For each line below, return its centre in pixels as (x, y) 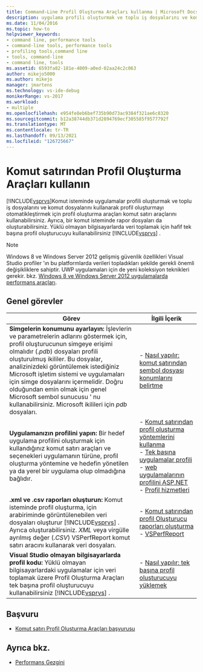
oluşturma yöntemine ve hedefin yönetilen (69, 463)
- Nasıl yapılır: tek (165, 562)
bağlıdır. (21, 478)
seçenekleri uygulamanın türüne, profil (64, 456)
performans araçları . (32, 282)
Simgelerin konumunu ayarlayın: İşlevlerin (70, 329)
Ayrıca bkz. (28, 647)
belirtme (151, 385)
